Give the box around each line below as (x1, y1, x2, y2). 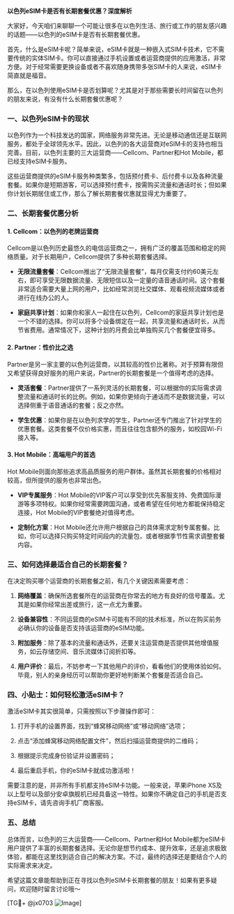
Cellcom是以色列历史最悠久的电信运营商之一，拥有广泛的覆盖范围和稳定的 (7, 244, 220, 252)
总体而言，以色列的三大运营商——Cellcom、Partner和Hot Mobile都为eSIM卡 (7, 835, 226, 843)
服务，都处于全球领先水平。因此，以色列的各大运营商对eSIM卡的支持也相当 (7, 139, 224, 148)
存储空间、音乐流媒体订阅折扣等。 (41, 648, 140, 656)
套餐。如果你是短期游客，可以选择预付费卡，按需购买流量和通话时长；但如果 (7, 181, 227, 189)
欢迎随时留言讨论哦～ (19, 885, 81, 893)
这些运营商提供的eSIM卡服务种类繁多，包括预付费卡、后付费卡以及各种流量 (7, 172, 224, 181)
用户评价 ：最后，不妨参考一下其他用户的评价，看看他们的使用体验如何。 (17, 662, 225, 671)
